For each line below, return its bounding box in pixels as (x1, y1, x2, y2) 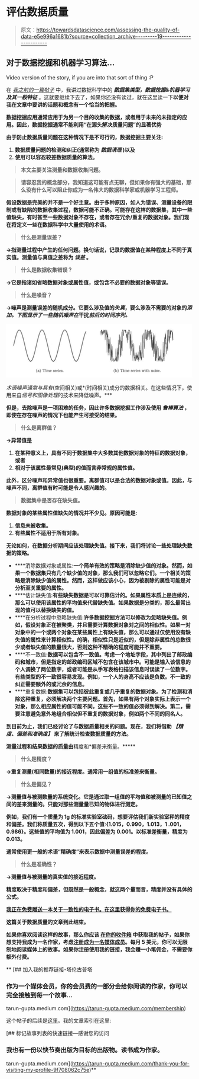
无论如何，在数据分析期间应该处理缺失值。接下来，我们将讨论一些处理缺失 (6, 542, 187, 549)
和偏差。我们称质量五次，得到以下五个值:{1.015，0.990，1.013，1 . (6, 821, 170, 828)
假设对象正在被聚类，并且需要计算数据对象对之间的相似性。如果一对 (25, 621, 191, 628)
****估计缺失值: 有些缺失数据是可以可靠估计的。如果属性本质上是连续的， (14, 591, 193, 599)
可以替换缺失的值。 (30, 606, 77, 614)
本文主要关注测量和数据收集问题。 (20, 166, 104, 173)
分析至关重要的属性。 (14, 584, 67, 591)
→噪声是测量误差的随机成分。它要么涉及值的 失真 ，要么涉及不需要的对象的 (6, 304, 187, 311)
